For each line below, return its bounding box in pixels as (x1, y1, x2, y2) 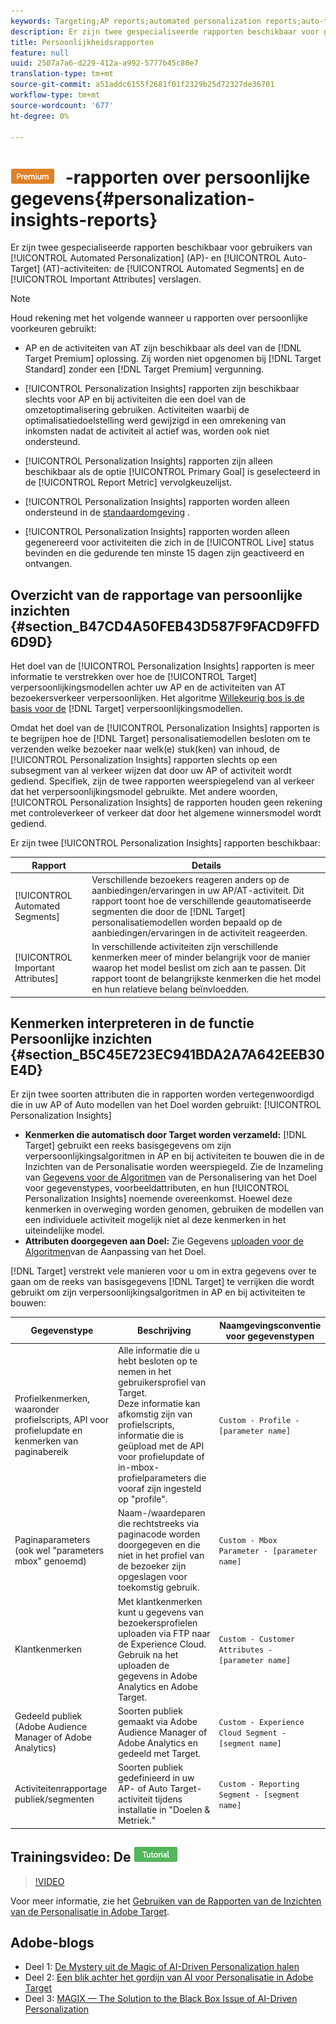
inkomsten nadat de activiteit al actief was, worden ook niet (24, 425, 270, 437)
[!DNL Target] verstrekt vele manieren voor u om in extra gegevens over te (10, 1265, 317, 1277)
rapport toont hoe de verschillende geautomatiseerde (91, 895, 312, 907)
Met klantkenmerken (117, 1595, 203, 1607)
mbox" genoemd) (14, 1555, 87, 1567)
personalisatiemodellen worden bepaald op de (91, 916, 283, 928)
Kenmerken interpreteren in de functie (10, 1015, 255, 1032)
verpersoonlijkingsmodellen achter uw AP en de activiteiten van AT (10, 681, 287, 694)
